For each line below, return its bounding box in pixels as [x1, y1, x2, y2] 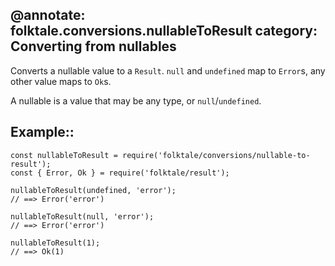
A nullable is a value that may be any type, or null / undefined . [10, 94, 262, 107]
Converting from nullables [10, 38, 177, 55]
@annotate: [10, 7, 86, 24]
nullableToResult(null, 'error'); [10, 211, 155, 222]
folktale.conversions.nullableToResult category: [10, 23, 318, 40]
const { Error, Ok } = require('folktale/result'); [10, 168, 230, 178]
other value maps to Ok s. [10, 75, 112, 87]
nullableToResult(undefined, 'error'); [10, 185, 177, 195]
